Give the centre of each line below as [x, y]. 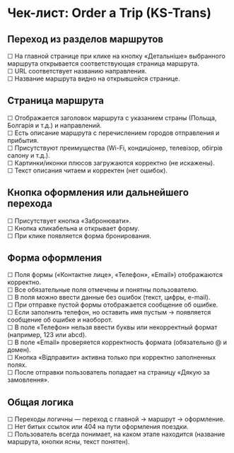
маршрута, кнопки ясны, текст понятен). [69, 442]
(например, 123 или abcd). [47, 335]
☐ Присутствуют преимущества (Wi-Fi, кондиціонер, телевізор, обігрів [115, 148]
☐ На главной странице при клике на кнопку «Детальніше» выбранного [117, 56]
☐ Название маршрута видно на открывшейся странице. [94, 78]
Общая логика [41, 402]
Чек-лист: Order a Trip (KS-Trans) [110, 13]
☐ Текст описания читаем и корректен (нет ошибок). [88, 170]
